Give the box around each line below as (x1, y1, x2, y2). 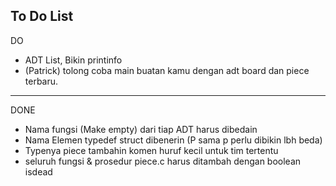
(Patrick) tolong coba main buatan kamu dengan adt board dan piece (24, 64, 310, 76)
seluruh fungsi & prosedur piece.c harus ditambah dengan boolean (24, 155, 302, 167)
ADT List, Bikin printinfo (24, 54, 123, 66)
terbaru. (24, 75, 59, 87)
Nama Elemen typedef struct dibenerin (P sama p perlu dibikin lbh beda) (24, 134, 323, 146)
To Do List (10, 8, 74, 25)
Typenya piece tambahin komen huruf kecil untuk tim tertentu (24, 144, 279, 156)
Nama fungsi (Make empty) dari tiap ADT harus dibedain (24, 123, 258, 135)
